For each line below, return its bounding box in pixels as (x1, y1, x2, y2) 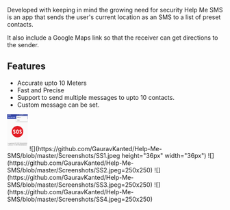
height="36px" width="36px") (121, 152, 207, 160)
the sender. (7, 41, 39, 49)
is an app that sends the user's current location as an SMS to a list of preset (7, 13, 221, 21)
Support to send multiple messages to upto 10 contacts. (16, 93, 175, 101)
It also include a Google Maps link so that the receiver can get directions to (7, 34, 218, 42)
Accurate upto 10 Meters (16, 79, 87, 87)
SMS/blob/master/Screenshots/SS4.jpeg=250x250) (7, 195, 153, 204)
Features (7, 61, 46, 73)
